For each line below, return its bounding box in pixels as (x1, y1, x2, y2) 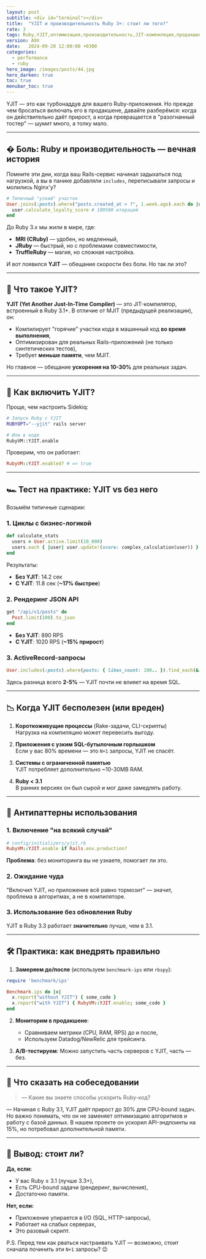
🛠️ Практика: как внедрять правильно (6, 946, 161, 957)
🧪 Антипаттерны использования (6, 808, 138, 818)
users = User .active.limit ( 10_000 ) (12, 539, 103, 545)
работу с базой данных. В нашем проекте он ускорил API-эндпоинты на (6, 1118, 196, 1126)
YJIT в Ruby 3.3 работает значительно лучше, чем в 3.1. (6, 922, 154, 929)
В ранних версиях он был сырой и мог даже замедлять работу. (15, 784, 182, 791)
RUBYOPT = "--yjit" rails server (6, 420, 86, 427)
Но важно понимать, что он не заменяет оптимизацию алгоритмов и (6, 1112, 188, 1119)
